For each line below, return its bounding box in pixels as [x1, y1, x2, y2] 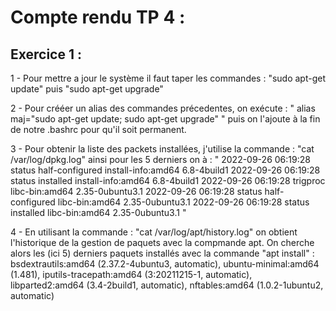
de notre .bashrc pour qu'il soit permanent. [10, 124, 187, 135]
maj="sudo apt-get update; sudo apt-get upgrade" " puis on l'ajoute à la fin [10, 113, 321, 125]
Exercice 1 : [10, 46, 82, 63]
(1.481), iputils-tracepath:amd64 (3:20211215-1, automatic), [10, 269, 253, 280]
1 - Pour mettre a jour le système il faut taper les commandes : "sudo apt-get [10, 72, 327, 84]
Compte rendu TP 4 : [10, 6, 186, 29]
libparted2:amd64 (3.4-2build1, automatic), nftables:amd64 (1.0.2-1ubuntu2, [10, 279, 324, 291]
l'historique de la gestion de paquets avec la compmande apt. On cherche [10, 237, 315, 248]
